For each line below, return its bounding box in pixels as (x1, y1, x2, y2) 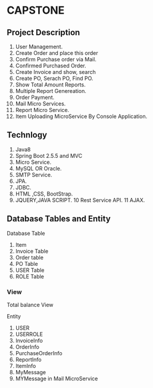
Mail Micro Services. (15, 100, 66, 107)
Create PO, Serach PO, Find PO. (15, 75, 93, 82)
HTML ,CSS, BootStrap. (15, 190, 73, 197)
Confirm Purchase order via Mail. (15, 56, 97, 63)
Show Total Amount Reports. (15, 81, 86, 88)
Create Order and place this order (15, 49, 99, 57)
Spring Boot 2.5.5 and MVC (15, 152, 83, 159)
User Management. (15, 43, 63, 50)
